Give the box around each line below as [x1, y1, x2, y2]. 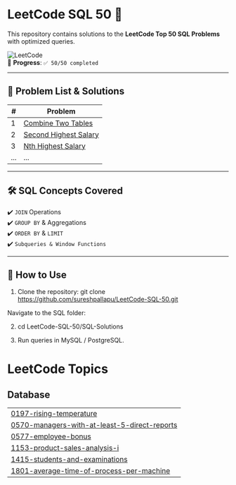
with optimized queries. [7, 37, 75, 45]
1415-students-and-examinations [11, 455, 128, 465]
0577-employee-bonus [11, 431, 91, 441]
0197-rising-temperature [11, 409, 98, 419]
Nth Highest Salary [23, 141, 86, 151]
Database [7, 388, 51, 400]
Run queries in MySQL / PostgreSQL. [17, 336, 124, 345]
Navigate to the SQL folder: [7, 309, 86, 317]
